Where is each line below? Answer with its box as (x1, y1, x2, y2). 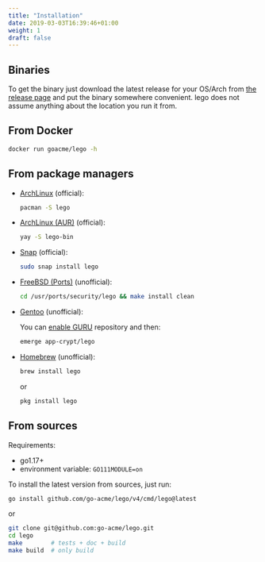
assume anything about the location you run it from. (8, 101, 178, 111)
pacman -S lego (19, 203, 71, 211)
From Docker (8, 124, 74, 137)
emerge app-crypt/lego (19, 338, 95, 346)
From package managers (8, 167, 134, 181)
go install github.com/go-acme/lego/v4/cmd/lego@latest (8, 495, 197, 502)
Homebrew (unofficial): (19, 352, 95, 361)
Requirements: (8, 440, 56, 449)
